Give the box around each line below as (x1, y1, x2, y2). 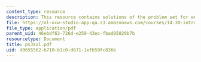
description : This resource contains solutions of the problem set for (6, 14, 188, 20)
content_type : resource (6, 8, 66, 15)
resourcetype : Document (6, 36, 66, 42)
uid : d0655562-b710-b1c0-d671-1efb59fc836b (6, 47, 117, 53)
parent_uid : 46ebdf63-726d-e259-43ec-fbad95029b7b (6, 31, 135, 37)
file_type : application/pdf (6, 25, 77, 31)
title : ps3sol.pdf (6, 42, 52, 48)
